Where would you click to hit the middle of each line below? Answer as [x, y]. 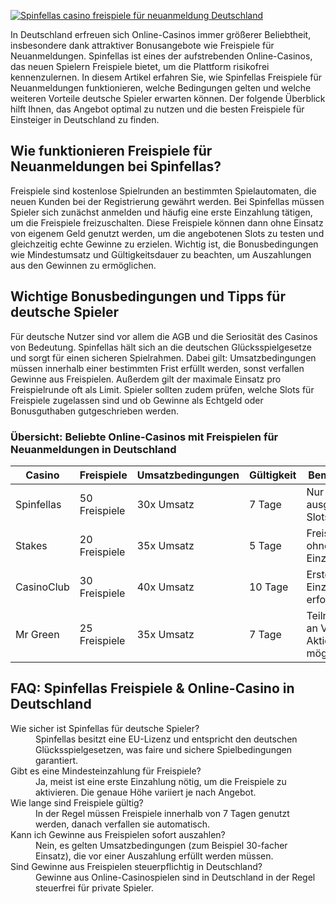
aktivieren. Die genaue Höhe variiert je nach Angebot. [146, 792]
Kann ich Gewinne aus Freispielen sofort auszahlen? [118, 834]
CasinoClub [42, 587]
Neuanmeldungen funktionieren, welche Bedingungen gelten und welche [161, 88]
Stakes [31, 545]
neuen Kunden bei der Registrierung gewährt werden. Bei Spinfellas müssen [167, 201]
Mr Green [37, 634]
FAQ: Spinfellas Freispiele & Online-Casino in [152, 688]
